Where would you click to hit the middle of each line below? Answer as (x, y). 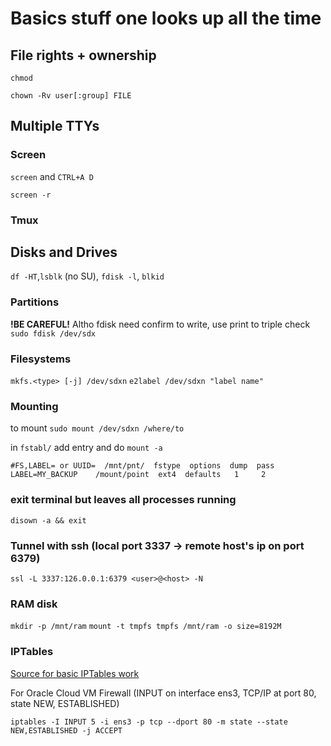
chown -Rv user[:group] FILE (71, 96)
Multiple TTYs (55, 126)
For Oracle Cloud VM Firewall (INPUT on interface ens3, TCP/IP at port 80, (163, 693)
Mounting (34, 406)
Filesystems (41, 359)
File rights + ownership (83, 55)
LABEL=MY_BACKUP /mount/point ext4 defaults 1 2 (138, 475)
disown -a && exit (48, 520)
